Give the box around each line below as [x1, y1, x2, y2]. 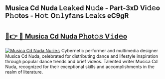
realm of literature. [5, 69, 43, 75]
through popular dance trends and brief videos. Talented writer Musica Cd [5, 59, 158, 64]
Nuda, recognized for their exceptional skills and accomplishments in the [5, 64, 155, 70]
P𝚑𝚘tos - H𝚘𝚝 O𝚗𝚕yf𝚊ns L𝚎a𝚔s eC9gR [5, 12, 129, 20]
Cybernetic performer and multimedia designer [61, 48, 159, 53]
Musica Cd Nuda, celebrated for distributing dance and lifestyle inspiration [5, 53, 159, 59]
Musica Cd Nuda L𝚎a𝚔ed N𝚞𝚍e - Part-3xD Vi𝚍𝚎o [5, 4, 161, 12]
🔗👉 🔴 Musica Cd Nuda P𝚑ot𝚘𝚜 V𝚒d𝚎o [5, 32, 128, 40]
